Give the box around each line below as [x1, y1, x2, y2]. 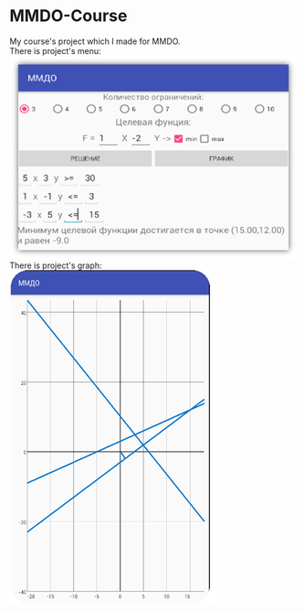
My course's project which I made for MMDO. [9, 36, 181, 47]
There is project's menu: [9, 45, 102, 56]
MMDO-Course [9, 5, 128, 27]
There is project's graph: [9, 260, 102, 271]
